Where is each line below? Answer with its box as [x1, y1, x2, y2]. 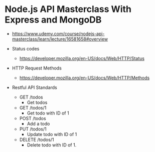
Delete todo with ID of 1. [27, 141, 77, 148]
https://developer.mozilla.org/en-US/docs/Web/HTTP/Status [19, 55, 145, 61]
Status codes [12, 45, 40, 51]
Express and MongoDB [5, 14, 102, 25]
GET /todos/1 [19, 104, 47, 110]
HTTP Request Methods [12, 65, 62, 71]
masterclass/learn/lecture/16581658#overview [12, 36, 108, 42]
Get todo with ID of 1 [27, 110, 69, 116]
